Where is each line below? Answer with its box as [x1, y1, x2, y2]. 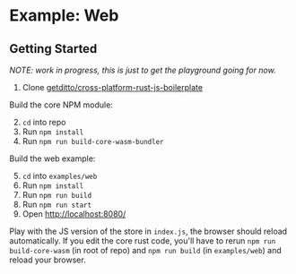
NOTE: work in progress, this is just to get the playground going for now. [9, 64, 276, 75]
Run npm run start [22, 199, 92, 210]
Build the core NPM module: [9, 99, 114, 110]
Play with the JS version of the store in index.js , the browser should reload [9, 226, 288, 236]
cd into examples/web [22, 171, 98, 181]
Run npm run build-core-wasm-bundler [22, 136, 164, 146]
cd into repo [22, 117, 66, 127]
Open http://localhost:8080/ [22, 209, 126, 219]
